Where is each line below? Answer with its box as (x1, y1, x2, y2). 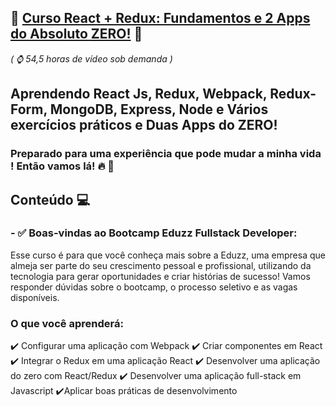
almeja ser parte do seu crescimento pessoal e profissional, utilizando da (10, 259, 312, 271)
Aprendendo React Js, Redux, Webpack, (10, 86, 268, 103)
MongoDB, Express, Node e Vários (49, 101, 269, 118)
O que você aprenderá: (10, 316, 124, 330)
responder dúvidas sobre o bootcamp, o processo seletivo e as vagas (10, 281, 298, 293)
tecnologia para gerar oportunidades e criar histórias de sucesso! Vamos (10, 270, 311, 282)
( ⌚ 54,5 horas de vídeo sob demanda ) (10, 52, 173, 65)
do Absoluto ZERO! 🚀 (10, 26, 143, 43)
